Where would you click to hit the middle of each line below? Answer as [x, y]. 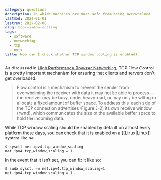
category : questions [26, 9]
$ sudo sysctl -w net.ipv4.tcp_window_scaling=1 [55, 169]
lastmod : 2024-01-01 [26, 18]
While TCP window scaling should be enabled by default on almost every [78, 128]
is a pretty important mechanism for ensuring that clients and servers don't [80, 73]
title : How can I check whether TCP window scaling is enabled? [71, 54]
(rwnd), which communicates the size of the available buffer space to [86, 113]
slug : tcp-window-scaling [31, 28]
